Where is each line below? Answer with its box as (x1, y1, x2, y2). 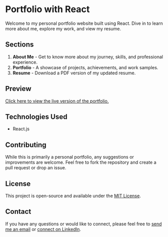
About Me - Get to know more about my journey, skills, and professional (12, 54, 163, 60)
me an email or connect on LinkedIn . (5, 226, 81, 232)
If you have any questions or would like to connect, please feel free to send (5, 221, 162, 227)
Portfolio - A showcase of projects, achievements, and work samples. (12, 64, 158, 70)
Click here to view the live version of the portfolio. (5, 98, 109, 104)
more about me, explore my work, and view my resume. (5, 25, 121, 31)
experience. (12, 59, 38, 65)
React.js (12, 126, 30, 132)
